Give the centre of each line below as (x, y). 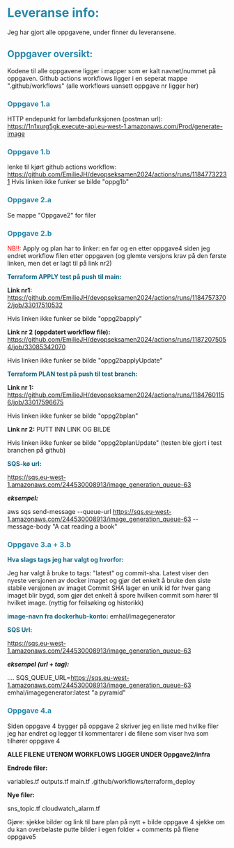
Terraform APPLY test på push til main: (64, 276)
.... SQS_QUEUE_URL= (39, 678)
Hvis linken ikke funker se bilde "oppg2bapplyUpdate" (85, 360)
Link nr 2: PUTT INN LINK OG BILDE (59, 429)
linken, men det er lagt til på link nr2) (60, 263)
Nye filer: (21, 795)
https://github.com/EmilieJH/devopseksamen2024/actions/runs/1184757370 (117, 297)
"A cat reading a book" (85, 526)
